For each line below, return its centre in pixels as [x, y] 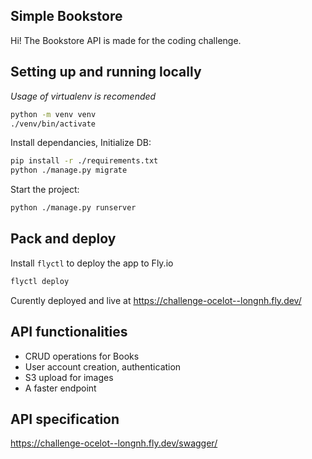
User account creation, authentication [103, 366]
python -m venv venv [53, 114]
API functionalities [69, 332]
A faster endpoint [60, 388]
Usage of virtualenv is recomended [83, 96]
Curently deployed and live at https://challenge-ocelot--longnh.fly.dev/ [156, 300]
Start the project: [45, 190]
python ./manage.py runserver [73, 208]
